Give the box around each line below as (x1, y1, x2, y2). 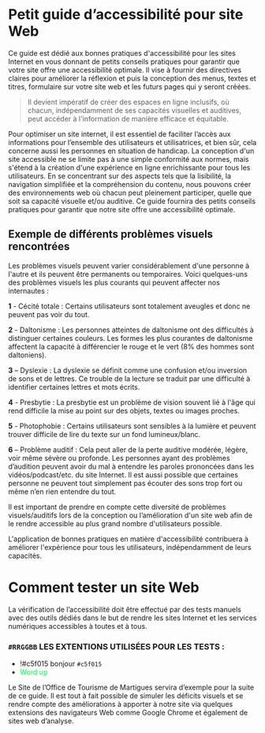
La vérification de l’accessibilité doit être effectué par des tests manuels (8, 604, 242, 614)
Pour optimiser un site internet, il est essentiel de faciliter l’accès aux (8, 129, 231, 139)
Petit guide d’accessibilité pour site (8, 6, 244, 24)
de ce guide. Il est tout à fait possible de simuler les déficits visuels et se (8, 690, 244, 700)
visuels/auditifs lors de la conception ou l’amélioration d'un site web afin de (8, 510, 253, 520)
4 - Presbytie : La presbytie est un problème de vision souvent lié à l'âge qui (8, 397, 256, 407)
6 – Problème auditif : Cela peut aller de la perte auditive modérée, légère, (8, 444, 248, 454)
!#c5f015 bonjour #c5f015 (19, 659, 103, 668)
